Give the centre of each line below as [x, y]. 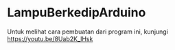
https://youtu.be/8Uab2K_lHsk [50, 38]
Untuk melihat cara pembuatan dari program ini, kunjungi [87, 32]
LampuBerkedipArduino [77, 13]
